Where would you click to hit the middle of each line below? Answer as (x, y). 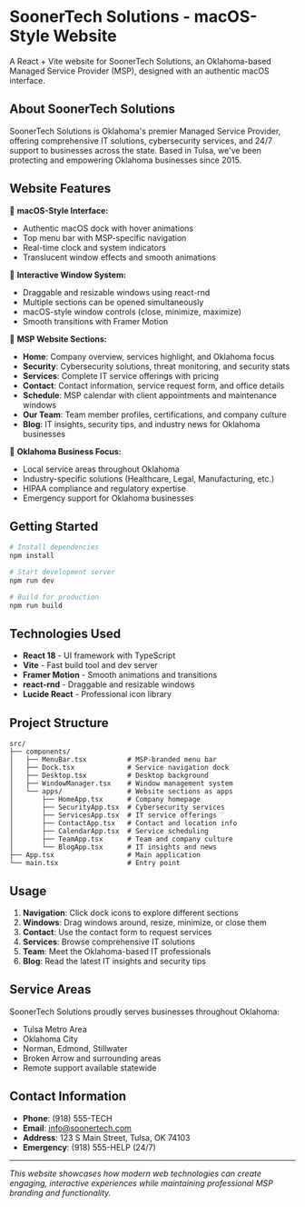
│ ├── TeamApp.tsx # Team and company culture (121, 839)
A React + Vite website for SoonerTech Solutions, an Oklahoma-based (141, 61)
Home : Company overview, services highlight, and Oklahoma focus (148, 356)
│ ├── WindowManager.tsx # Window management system (121, 783)
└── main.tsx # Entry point (95, 863)
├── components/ (40, 752)
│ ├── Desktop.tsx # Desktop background (109, 776)
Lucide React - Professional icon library (97, 694)
